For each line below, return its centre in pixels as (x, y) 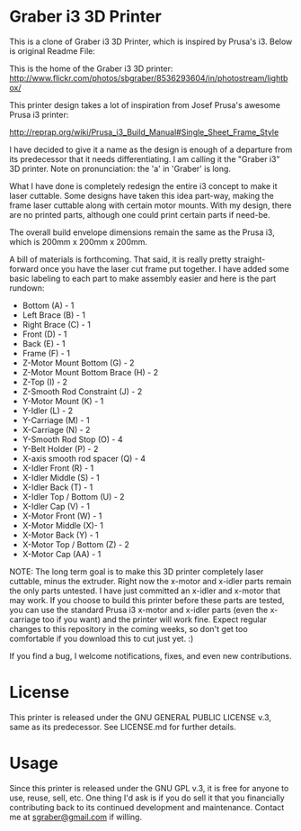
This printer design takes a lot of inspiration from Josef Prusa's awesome (145, 104)
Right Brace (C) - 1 (57, 324)
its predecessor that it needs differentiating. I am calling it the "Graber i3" (145, 158)
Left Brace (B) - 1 (53, 315)
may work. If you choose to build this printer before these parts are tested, (147, 600)
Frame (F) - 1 (46, 353)
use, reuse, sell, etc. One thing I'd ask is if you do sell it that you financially (147, 798)
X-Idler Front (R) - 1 (58, 468)
